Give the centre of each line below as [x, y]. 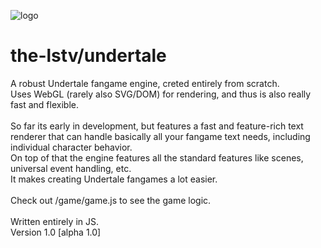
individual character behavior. [71, 147]
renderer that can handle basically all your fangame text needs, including [160, 136]
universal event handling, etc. [71, 168]
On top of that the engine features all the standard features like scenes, [157, 157]
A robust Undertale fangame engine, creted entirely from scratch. [145, 83]
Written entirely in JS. [54, 221]
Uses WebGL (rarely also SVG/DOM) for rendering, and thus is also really [161, 94]
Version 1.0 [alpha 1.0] [56, 232]
